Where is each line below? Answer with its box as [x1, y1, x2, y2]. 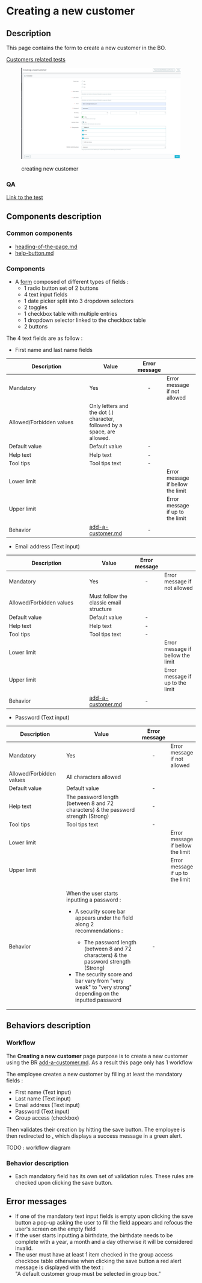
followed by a [89, 422, 123, 429]
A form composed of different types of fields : [14, 278, 129, 286]
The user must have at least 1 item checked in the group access [14, 1250, 173, 1258]
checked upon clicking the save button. [14, 1179, 113, 1187]
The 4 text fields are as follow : [6, 334, 83, 342]
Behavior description [6, 1159, 69, 1167]
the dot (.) [89, 409, 114, 416]
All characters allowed [66, 773, 121, 780]
